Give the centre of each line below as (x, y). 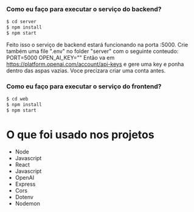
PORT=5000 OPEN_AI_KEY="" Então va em (61, 57)
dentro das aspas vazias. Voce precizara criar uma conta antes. (86, 70)
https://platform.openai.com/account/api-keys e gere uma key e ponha (95, 64)
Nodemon (28, 203)
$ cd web (17, 99)
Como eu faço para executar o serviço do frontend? (84, 86)
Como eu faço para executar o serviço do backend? (84, 9)
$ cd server (21, 22)
